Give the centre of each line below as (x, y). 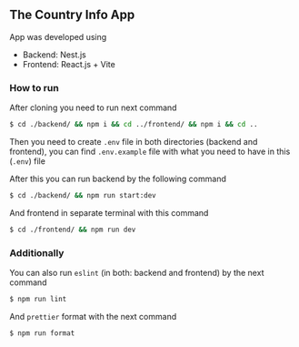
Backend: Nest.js (54, 55)
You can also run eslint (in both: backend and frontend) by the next (137, 273)
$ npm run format (42, 333)
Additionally (37, 252)
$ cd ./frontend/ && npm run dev (73, 230)
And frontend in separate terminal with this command (109, 212)
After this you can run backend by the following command (118, 179)
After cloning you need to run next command (93, 107)
